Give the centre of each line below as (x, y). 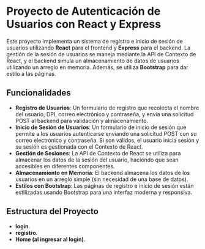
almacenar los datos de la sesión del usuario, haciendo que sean (97, 160)
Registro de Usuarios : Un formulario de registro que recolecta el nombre (107, 108)
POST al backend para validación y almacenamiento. (82, 121)
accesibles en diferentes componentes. (65, 166)
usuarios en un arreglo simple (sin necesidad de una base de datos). (102, 179)
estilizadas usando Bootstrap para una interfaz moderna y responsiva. (104, 192)
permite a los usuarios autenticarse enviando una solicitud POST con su (106, 133)
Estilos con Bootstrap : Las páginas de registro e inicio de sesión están (104, 185)
